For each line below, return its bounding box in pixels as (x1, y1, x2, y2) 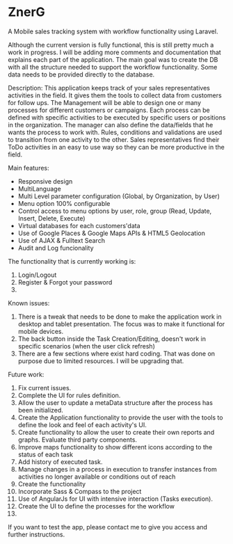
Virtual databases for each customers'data (17, 221, 141, 230)
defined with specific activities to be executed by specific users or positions (8, 113, 226, 122)
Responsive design (17, 177, 73, 185)
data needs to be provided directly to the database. (8, 70, 155, 79)
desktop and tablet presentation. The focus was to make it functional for (17, 319, 225, 328)
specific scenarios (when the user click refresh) (17, 342, 155, 350)
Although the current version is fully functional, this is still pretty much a (8, 40, 214, 49)
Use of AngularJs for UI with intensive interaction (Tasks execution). (17, 495, 213, 503)
